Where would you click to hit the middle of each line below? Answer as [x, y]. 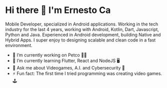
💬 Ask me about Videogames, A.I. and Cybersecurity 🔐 [68, 67]
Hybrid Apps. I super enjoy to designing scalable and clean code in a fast [80, 40]
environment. [19, 45]
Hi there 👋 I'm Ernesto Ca [58, 10]
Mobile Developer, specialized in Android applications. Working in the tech [82, 24]
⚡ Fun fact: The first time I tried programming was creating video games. [87, 73]
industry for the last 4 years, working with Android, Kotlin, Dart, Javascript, [82, 29]
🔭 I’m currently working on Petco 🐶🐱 [50, 55]
